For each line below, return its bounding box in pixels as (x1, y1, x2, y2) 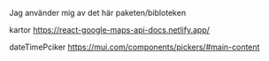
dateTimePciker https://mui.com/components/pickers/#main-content (9, 42, 260, 52)
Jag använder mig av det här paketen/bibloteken (9, 8, 187, 18)
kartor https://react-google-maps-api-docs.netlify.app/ (9, 25, 211, 34)
